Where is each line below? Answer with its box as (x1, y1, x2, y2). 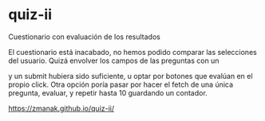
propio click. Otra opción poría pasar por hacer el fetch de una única (8, 80, 234, 89)
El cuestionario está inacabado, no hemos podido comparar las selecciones (8, 47, 257, 57)
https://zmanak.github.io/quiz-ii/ (8, 103, 115, 113)
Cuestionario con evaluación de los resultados (8, 32, 161, 41)
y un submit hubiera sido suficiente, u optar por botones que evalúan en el (8, 71, 253, 80)
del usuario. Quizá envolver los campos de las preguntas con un (8, 56, 220, 65)
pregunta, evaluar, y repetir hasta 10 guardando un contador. (8, 88, 208, 97)
